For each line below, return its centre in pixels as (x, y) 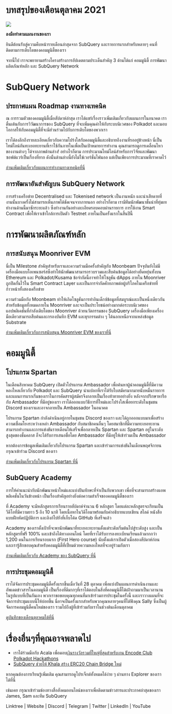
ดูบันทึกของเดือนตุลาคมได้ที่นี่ (30, 617)
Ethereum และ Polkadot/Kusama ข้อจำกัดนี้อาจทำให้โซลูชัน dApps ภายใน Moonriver (86, 277)
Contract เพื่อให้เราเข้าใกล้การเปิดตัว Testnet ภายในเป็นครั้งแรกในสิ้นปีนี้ (69, 213)
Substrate (16, 322)
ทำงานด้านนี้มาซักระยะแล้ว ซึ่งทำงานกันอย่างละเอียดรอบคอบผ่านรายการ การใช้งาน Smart (80, 208)
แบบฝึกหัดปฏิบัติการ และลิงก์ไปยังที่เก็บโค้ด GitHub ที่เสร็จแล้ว (59, 517)
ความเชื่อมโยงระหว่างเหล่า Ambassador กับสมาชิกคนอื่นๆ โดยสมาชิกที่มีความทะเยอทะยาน (83, 423)
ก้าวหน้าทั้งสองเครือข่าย (25, 289)
